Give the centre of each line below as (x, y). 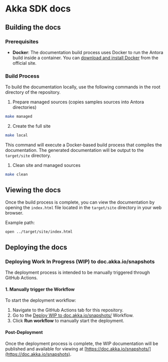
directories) (24, 107)
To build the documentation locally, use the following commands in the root (83, 87)
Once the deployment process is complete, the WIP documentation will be (82, 343)
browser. (14, 213)
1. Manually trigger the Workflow (40, 289)
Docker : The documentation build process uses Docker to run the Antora (88, 52)
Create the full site (32, 126)
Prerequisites (22, 42)
